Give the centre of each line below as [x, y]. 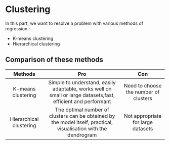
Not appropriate [143, 116]
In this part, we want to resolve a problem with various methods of [74, 23]
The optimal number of [82, 110]
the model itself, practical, [82, 122]
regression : [18, 28]
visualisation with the [82, 128]
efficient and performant [82, 101]
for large [143, 122]
